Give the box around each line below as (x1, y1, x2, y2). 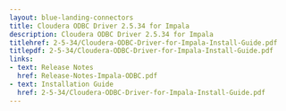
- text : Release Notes (9, 64, 94, 73)
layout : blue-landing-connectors (9, 13, 134, 22)
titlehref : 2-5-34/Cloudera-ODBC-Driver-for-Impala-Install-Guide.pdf (9, 38, 278, 47)
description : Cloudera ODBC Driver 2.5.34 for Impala (9, 30, 214, 38)
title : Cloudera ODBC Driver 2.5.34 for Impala (9, 21, 190, 30)
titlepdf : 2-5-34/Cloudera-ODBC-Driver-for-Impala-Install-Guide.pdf (9, 47, 274, 55)
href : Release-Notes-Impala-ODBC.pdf (17, 72, 158, 81)
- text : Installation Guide (9, 80, 114, 89)
